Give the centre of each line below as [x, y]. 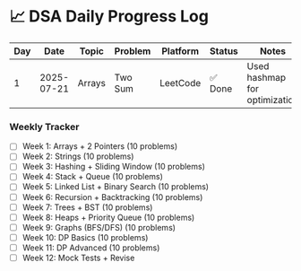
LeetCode [181, 83]
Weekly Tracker [44, 127]
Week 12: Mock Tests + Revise [78, 258]
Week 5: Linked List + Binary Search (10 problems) [115, 187]
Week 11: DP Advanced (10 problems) [91, 248]
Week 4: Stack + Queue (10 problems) [93, 177]
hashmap [267, 77]
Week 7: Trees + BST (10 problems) [87, 207]
